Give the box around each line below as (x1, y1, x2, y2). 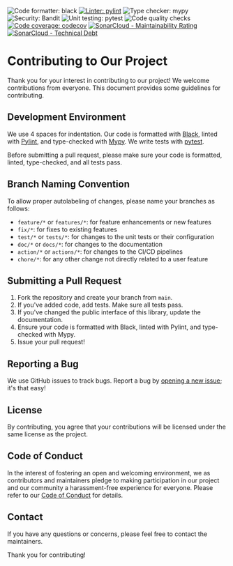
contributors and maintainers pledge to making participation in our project (7, 476, 220, 484)
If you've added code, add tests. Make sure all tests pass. (17, 300, 183, 309)
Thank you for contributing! (7, 551, 86, 559)
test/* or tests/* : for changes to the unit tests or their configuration (17, 232, 215, 240)
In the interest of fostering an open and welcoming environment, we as (7, 468, 211, 477)
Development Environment (7, 112, 126, 123)
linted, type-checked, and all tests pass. (7, 158, 122, 167)
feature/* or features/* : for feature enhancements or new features (17, 217, 211, 226)
